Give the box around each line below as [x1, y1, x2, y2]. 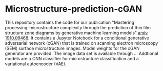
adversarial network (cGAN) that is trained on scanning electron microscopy [5, 40, 158, 46]
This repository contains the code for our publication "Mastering [5, 19, 135, 25]
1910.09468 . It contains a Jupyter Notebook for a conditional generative [5, 35, 149, 41]
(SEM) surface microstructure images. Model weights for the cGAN [5, 45, 140, 51]
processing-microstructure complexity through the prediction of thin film [5, 24, 151, 30]
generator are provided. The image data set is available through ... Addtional [5, 50, 159, 56]
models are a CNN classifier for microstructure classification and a [5, 55, 139, 61]
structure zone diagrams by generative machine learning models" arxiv [5, 30, 148, 35]
